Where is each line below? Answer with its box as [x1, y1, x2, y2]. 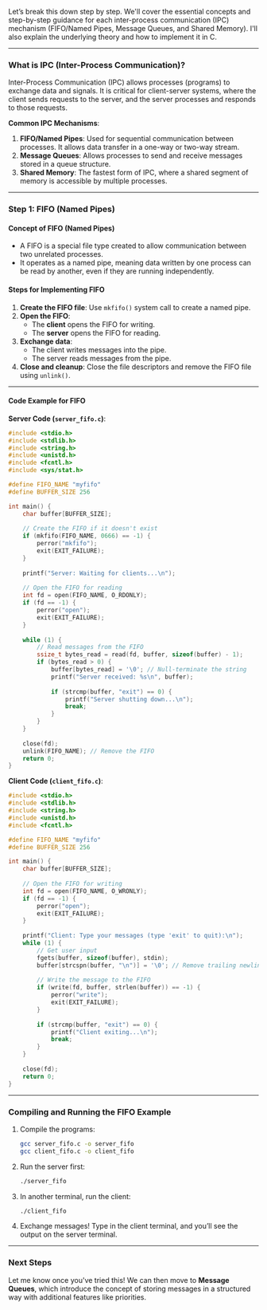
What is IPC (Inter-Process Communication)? [8, 59, 185, 70]
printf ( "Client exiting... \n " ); [50, 1028, 158, 1036]
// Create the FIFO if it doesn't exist [22, 525, 158, 533]
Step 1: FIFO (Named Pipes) [8, 203, 115, 214]
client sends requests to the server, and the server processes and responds [8, 95, 257, 104]
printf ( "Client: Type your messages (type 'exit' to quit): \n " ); [22, 932, 244, 940]
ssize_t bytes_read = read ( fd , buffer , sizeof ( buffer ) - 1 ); [37, 651, 244, 659]
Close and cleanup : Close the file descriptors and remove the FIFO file [19, 362, 252, 372]
